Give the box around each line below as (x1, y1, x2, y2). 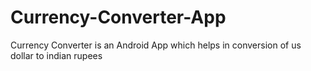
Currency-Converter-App (10, 6, 227, 29)
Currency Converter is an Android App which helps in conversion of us (10, 39, 302, 51)
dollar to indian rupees (10, 49, 103, 61)
